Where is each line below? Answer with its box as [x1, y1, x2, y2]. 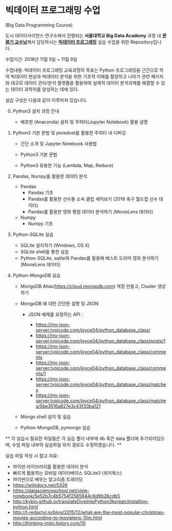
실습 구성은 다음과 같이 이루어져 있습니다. [5, 97, 88, 103]
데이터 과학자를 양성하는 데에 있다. [10, 86, 79, 92]
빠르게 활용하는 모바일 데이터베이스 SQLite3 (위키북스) [12, 470, 122, 476]
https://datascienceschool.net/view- [12, 487, 90, 494]
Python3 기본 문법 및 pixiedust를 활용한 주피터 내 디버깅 [12, 129, 126, 136]
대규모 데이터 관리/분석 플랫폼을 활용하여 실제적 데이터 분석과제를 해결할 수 [10, 80, 160, 86]
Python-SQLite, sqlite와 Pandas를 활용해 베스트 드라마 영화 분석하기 [20, 255, 159, 261]
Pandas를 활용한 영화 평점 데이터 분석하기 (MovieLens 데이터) [28, 208, 154, 215]
